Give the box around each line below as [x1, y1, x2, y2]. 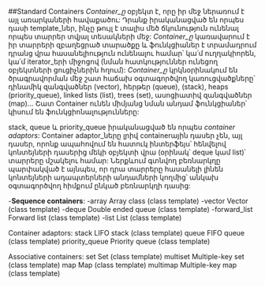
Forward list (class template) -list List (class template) [8, 213, 182, 222]
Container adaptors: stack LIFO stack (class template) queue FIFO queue [8, 228, 245, 237]
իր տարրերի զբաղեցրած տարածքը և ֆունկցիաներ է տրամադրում [8, 40, 257, 50]
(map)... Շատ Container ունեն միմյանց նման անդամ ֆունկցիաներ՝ [8, 98, 248, 108]
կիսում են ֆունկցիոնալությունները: [8, 107, 140, 117]
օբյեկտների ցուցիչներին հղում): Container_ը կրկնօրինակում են [8, 65, 238, 74]
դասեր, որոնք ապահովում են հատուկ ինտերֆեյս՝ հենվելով [8, 139, 226, 148]
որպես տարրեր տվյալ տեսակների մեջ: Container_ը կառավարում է [8, 32, 251, 41]
